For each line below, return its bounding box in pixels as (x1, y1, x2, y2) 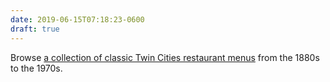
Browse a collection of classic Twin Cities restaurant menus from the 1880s (10, 51, 320, 63)
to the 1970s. (10, 62, 63, 74)
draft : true (10, 24, 60, 34)
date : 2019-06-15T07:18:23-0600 (10, 14, 145, 25)
